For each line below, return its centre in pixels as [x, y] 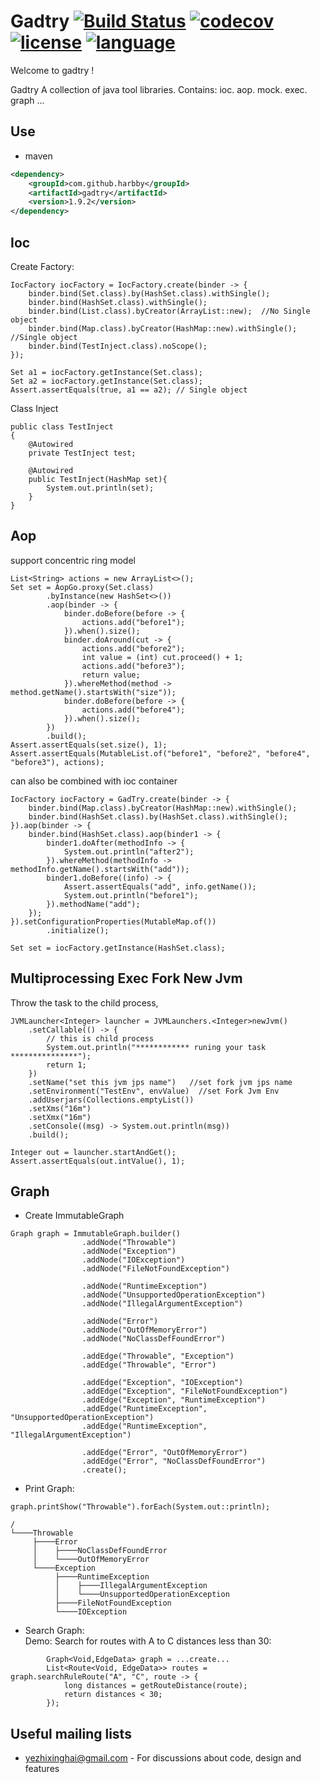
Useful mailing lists [71, 1733]
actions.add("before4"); [133, 710]
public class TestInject [62, 426]
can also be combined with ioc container [94, 781]
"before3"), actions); [57, 762]
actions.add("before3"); [133, 666]
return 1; [66, 1065]
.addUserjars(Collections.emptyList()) [111, 1100]
